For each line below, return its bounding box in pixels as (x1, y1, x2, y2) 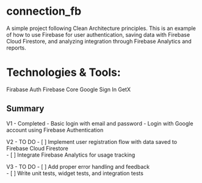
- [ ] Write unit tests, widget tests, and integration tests (6, 170, 143, 177)
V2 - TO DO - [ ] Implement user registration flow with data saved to (6, 138, 178, 145)
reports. (6, 44, 26, 51)
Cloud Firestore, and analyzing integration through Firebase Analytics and (6, 37, 192, 45)
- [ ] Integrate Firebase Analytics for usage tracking (6, 151, 135, 159)
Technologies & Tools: (6, 65, 121, 80)
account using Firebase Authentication (6, 126, 104, 133)
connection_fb (6, 4, 82, 18)
